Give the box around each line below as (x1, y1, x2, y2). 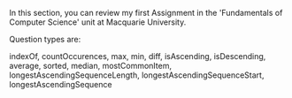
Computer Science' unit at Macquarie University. (9, 17, 187, 27)
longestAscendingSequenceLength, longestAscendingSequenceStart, (9, 70, 265, 80)
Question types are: (9, 34, 81, 44)
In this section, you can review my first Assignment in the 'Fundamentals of (9, 8, 283, 18)
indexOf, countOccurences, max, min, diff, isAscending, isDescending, (9, 51, 266, 61)
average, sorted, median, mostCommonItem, (9, 61, 173, 71)
